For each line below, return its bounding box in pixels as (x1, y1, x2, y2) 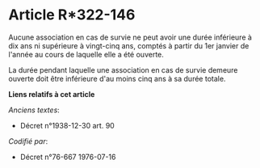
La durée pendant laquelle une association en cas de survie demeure (8, 65, 238, 74)
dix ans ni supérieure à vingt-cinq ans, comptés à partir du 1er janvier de (8, 40, 250, 50)
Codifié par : (8, 136, 48, 146)
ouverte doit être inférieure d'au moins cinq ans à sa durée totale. (8, 73, 226, 83)
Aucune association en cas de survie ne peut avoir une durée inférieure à (8, 32, 253, 42)
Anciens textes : (8, 105, 61, 115)
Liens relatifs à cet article (8, 89, 95, 99)
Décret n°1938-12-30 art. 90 (19, 120, 115, 130)
